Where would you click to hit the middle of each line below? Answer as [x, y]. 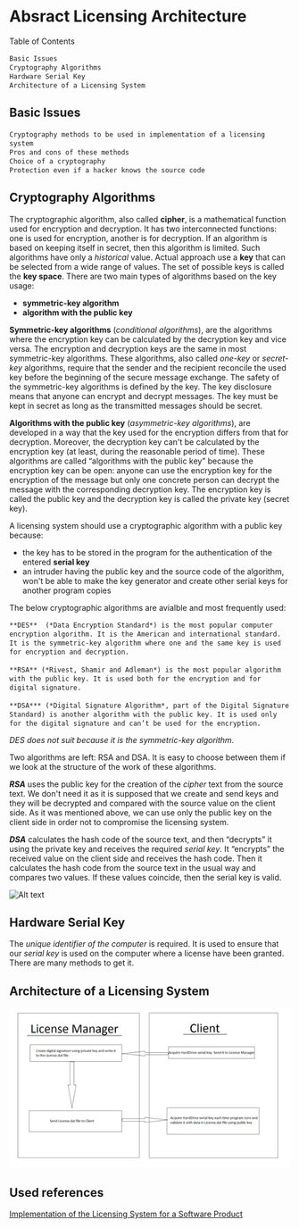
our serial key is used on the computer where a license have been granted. [147, 954]
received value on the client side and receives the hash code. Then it [136, 858]
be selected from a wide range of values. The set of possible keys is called [147, 266]
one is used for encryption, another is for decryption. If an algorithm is [138, 238]
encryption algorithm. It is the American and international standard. [145, 634]
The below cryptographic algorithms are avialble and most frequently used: [148, 607]
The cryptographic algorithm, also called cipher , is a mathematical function [148, 219]
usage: [22, 285]
